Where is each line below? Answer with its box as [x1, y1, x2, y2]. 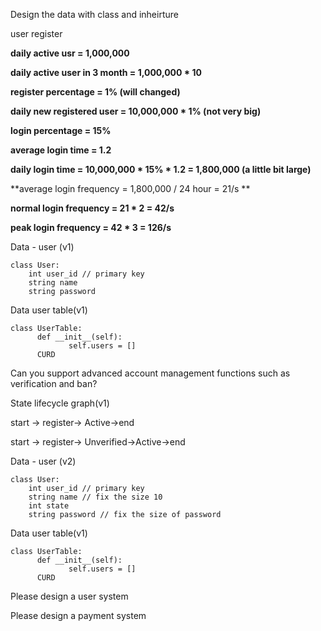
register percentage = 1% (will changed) [10, 86, 181, 98]
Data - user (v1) [10, 241, 75, 253]
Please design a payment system [10, 610, 147, 621]
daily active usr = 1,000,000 [10, 47, 130, 59]
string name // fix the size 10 [28, 492, 163, 502]
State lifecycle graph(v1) [10, 397, 110, 409]
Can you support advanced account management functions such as [10, 367, 291, 379]
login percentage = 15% [10, 125, 112, 136]
